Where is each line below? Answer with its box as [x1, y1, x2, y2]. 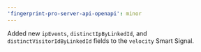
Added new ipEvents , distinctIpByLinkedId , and [7, 29, 148, 37]
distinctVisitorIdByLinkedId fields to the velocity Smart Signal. [7, 36, 194, 45]
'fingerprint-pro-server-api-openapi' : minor [7, 10, 142, 17]
